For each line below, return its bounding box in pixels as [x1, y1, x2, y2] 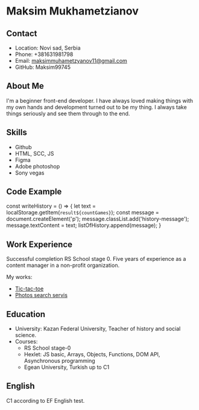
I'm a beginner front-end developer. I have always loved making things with [6, 97, 194, 104]
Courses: [14, 338, 38, 345]
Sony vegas [14, 169, 45, 176]
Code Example [6, 187, 62, 197]
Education [6, 309, 46, 319]
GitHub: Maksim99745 [14, 63, 71, 71]
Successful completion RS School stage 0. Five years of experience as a [6, 255, 186, 263]
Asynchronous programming [24, 357, 95, 365]
